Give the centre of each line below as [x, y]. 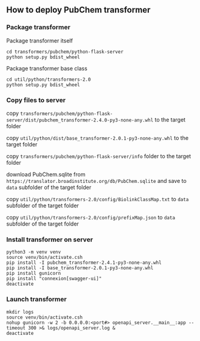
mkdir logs [20, 312]
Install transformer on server [50, 239]
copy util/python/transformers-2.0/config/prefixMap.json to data [91, 217]
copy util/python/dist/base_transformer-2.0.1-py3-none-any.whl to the [98, 138]
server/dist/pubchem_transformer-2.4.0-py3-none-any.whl [80, 120]
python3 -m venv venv [34, 252]
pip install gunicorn [34, 274]
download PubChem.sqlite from [46, 174]
